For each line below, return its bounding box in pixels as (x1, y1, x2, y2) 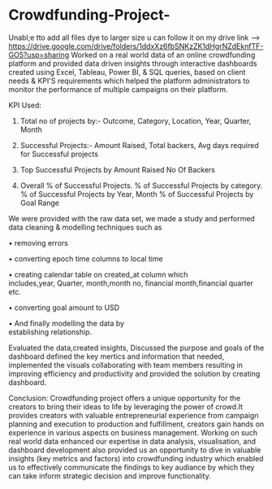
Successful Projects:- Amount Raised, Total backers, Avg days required (19, 140, 259, 150)
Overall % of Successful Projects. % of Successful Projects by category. (19, 181, 263, 190)
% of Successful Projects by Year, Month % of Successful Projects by (19, 189, 254, 199)
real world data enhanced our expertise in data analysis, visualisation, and (8, 436, 257, 446)
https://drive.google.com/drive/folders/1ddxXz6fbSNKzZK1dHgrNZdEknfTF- (8, 41, 264, 50)
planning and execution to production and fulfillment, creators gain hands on (8, 419, 265, 429)
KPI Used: (8, 100, 42, 110)
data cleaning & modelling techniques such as (8, 222, 162, 232)
